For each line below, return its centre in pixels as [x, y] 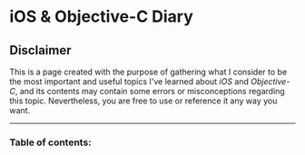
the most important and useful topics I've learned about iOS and [129, 82]
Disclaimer [40, 50]
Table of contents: [51, 142]
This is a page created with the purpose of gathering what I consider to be [148, 72]
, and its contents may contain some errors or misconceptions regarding [150, 91]
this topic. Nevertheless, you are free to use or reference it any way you [143, 101]
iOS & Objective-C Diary [101, 17]
